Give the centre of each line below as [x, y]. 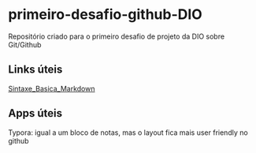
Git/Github [25, 44]
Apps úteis [35, 113]
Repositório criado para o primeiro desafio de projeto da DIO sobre [117, 36]
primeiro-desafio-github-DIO [105, 15]
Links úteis [35, 70]
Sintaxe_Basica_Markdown [52, 88]
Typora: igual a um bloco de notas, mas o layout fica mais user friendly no [128, 132]
